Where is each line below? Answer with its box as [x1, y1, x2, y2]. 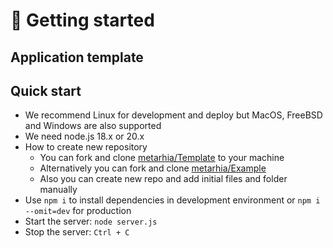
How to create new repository [24, 141, 148, 153]
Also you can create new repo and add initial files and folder [39, 173, 288, 185]
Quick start [10, 82, 82, 99]
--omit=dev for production [24, 205, 132, 217]
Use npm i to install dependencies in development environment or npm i [24, 194, 321, 206]
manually [39, 184, 78, 196]
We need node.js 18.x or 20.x [24, 130, 145, 143]
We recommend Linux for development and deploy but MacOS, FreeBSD [24, 109, 323, 121]
